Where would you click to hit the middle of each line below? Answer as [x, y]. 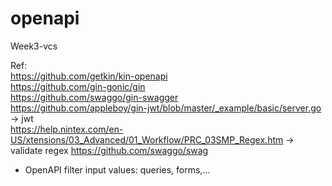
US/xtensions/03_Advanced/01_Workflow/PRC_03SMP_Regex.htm [147, 139]
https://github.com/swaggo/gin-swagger [94, 97]
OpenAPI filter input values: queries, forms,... [117, 169]
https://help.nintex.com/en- [67, 129]
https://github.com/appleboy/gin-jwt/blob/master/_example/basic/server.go [166, 108]
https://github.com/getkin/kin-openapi [89, 76]
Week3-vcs [34, 46]
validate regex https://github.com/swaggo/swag [109, 150]
